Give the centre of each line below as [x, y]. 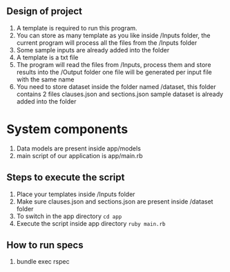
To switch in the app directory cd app [69, 216]
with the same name [45, 79]
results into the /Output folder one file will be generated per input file [114, 72]
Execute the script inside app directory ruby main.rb [91, 223]
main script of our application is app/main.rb [79, 155]
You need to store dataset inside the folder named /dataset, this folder [116, 86]
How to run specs [45, 245]
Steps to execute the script [66, 178]
